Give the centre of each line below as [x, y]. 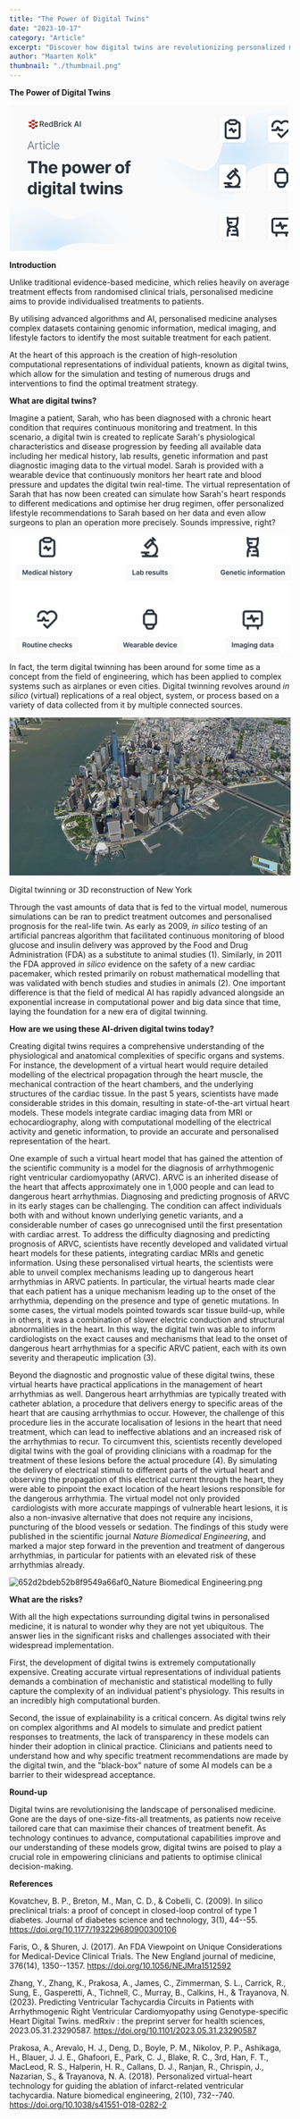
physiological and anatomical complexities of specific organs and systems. [147, 1056]
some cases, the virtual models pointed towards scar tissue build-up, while [147, 1311]
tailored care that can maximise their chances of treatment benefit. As [138, 1829]
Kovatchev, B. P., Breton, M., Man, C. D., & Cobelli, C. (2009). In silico [136, 1901]
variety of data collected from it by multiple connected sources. [126, 705]
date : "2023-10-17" [46, 28]
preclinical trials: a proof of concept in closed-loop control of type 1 [133, 1911]
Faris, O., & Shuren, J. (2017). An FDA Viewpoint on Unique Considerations [146, 1947]
